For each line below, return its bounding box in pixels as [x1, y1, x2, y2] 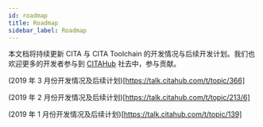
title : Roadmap [8, 19, 59, 27]
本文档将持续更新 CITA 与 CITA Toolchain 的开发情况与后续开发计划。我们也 [8, 49, 256, 59]
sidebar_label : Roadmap [8, 26, 87, 34]
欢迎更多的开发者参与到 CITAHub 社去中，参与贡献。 [8, 59, 181, 68]
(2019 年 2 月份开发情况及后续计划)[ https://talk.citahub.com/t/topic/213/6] [8, 93, 250, 102]
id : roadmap [8, 11, 48, 20]
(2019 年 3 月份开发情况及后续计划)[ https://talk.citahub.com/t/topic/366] [8, 76, 246, 86]
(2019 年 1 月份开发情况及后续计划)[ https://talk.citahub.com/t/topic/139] [8, 110, 242, 119]
